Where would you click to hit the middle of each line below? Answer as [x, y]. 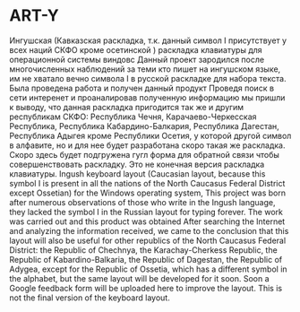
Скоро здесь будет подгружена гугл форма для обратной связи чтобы [145, 154]
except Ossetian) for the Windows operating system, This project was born [148, 193]
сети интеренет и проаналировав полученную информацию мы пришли [147, 97]
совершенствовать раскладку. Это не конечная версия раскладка [137, 164]
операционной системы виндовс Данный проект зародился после [137, 59]
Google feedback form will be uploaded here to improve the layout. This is [146, 288]
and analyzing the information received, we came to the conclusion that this [149, 230]
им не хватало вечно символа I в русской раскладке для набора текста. [148, 78]
